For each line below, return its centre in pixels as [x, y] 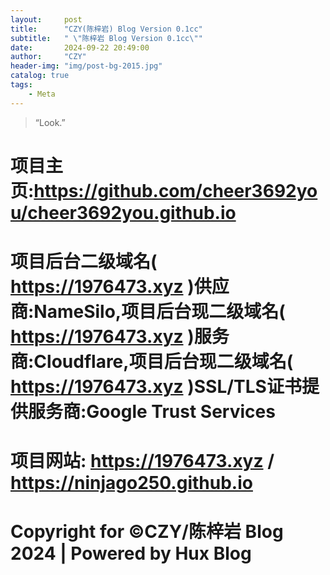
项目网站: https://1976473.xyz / [142, 461]
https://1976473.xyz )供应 [120, 287]
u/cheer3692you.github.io [123, 212]
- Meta [42, 94]
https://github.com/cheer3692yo [175, 190]
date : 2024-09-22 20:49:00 [80, 47]
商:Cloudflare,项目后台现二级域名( [152, 362]
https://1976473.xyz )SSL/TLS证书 [156, 387]
